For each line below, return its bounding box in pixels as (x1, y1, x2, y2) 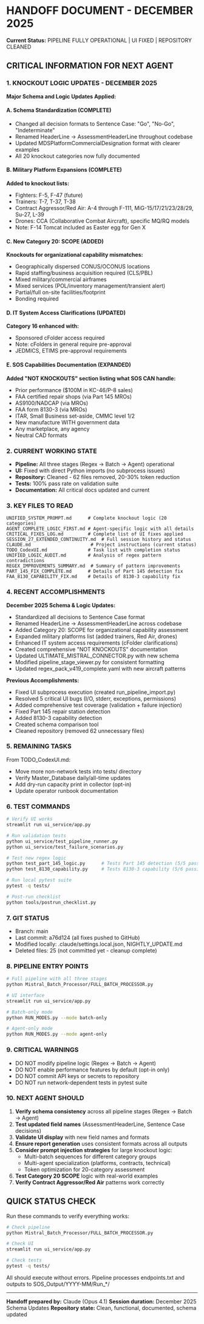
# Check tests (6, 1257, 42, 1263)
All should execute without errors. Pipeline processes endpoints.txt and (6, 1274, 185, 1281)
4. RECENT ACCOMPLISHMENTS (6, 588, 105, 596)
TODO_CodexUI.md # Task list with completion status (6, 547, 181, 553)
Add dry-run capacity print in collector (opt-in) (15, 781, 132, 788)
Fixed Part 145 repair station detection (15, 708, 111, 715)
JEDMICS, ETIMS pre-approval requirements (15, 347, 127, 355)
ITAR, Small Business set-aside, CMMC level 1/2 (15, 412, 135, 419)
